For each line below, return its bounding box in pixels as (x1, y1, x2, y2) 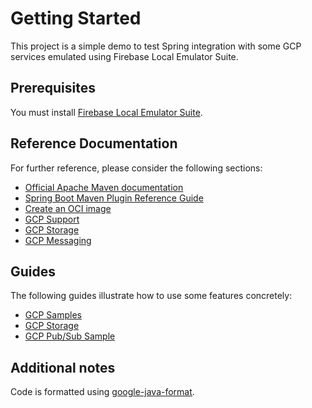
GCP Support (24, 213, 80, 225)
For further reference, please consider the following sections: (10, 162, 263, 174)
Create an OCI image (24, 202, 112, 214)
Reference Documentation (10, 135, 178, 152)
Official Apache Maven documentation (24, 181, 184, 193)
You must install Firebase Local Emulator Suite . (10, 106, 203, 118)
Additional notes (10, 359, 116, 376)
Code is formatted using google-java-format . (10, 386, 195, 398)
